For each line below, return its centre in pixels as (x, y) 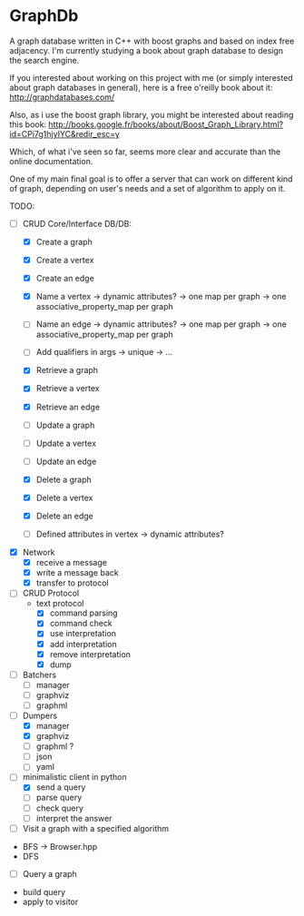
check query (60, 808)
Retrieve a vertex (68, 389)
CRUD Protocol (51, 593)
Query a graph (49, 873)
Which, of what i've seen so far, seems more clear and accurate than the (145, 152)
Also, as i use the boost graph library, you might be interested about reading (152, 114)
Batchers (39, 675)
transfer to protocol (72, 583)
